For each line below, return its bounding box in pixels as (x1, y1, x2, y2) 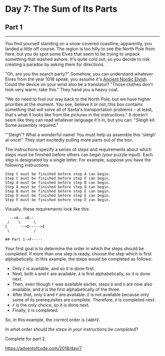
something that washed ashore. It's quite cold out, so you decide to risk (5, 56, 150, 62)
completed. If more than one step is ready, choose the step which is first (5, 251, 152, 256)
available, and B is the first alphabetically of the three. (12, 286, 121, 292)
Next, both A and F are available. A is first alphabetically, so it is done (12, 271, 151, 276)
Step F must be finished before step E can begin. (5, 197, 111, 202)
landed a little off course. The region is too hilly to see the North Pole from (5, 46, 155, 52)
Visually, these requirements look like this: (5, 206, 90, 212)
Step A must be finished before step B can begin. (5, 180, 111, 185)
